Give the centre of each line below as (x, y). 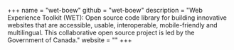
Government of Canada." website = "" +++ (70, 40)
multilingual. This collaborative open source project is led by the (101, 32)
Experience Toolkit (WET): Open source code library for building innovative (117, 18)
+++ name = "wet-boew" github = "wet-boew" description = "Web (105, 10)
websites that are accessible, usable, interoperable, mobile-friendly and (113, 25)
